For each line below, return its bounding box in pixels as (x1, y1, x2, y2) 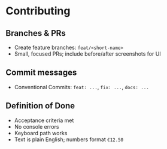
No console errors (14, 123, 59, 130)
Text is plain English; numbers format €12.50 (14, 136, 124, 143)
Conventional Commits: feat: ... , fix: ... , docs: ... (14, 83, 149, 90)
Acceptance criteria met (14, 117, 74, 124)
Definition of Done (5, 101, 75, 111)
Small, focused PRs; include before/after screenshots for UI (14, 50, 161, 57)
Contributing (5, 4, 71, 18)
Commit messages (5, 68, 77, 78)
